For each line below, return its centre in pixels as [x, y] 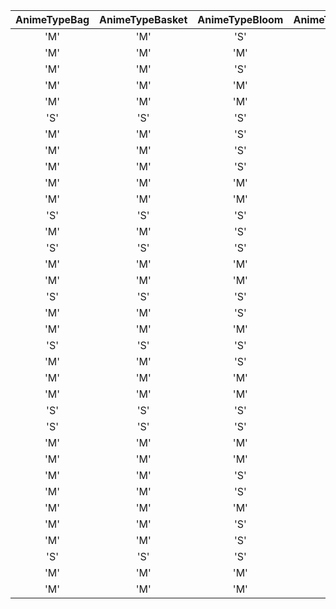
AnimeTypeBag [52, 19]
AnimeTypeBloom [240, 19]
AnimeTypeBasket [143, 19]
